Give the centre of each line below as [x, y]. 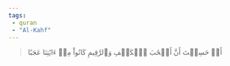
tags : [17, 15]
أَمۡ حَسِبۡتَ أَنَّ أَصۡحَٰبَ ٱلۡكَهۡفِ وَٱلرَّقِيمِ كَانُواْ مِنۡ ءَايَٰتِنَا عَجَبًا [125, 53]
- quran [24, 23]
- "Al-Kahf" [31, 30]
